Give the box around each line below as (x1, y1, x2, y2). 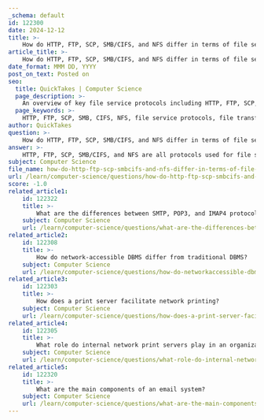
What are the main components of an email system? (36, 385, 206, 393)
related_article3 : (8, 275, 68, 284)
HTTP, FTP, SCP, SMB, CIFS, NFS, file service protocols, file (22, 114, 234, 122)
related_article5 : (8, 363, 68, 371)
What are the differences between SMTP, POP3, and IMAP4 (36, 210, 226, 217)
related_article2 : (8, 232, 68, 240)
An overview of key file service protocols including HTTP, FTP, (22, 99, 241, 107)
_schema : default (8, 11, 65, 20)
